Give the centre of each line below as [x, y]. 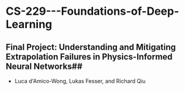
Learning [29, 24]
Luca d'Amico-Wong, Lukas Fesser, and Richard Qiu [80, 81]
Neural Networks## [44, 66]
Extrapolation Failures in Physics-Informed [89, 57]
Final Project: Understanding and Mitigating [91, 47]
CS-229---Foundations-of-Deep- [92, 11]
